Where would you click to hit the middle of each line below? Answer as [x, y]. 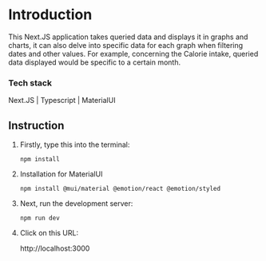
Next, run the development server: [76, 204]
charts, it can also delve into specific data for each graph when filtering [126, 45]
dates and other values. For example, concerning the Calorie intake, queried [133, 53]
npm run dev [40, 218]
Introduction [50, 15]
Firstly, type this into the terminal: [75, 144]
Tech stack [30, 83]
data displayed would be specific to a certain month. [95, 62]
